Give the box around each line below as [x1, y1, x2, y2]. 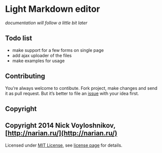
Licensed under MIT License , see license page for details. [5, 142, 123, 148]
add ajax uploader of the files [12, 52, 72, 58]
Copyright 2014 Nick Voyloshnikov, [5, 121, 116, 130]
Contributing [5, 72, 45, 80]
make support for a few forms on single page [12, 47, 104, 53]
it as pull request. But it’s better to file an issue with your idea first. [5, 90, 139, 96]
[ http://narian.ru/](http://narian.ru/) [5, 129, 117, 138]
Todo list [5, 34, 32, 42]
